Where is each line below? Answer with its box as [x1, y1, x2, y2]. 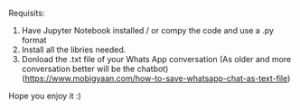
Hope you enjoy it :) [8, 90, 82, 101]
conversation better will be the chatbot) [21, 63, 169, 74]
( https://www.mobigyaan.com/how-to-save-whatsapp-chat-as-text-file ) [21, 73, 291, 84]
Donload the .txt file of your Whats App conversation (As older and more [21, 54, 291, 64]
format [21, 35, 47, 45]
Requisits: [8, 8, 45, 18]
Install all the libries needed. [21, 44, 127, 55]
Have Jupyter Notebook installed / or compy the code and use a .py [21, 25, 275, 35]
